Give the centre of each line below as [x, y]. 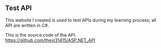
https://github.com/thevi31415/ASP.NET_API [50, 40]
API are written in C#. [27, 25]
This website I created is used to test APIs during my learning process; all [81, 20]
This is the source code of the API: [41, 35]
